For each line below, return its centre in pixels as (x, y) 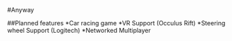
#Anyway (21, 10)
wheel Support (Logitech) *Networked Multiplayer (79, 30)
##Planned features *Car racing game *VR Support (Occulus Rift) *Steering (116, 23)
